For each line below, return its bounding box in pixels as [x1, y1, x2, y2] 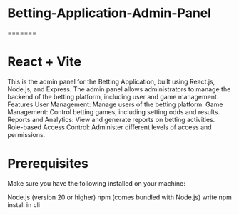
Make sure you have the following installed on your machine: [7, 179, 185, 187]
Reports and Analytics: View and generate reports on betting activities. [7, 115, 215, 124]
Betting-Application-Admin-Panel [7, 5, 212, 21]
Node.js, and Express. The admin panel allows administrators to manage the [7, 84, 231, 94]
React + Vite [7, 54, 82, 70]
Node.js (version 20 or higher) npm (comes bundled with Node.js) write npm [7, 193, 232, 201]
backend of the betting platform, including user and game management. [7, 92, 219, 101]
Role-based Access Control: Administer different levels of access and [7, 123, 212, 131]
